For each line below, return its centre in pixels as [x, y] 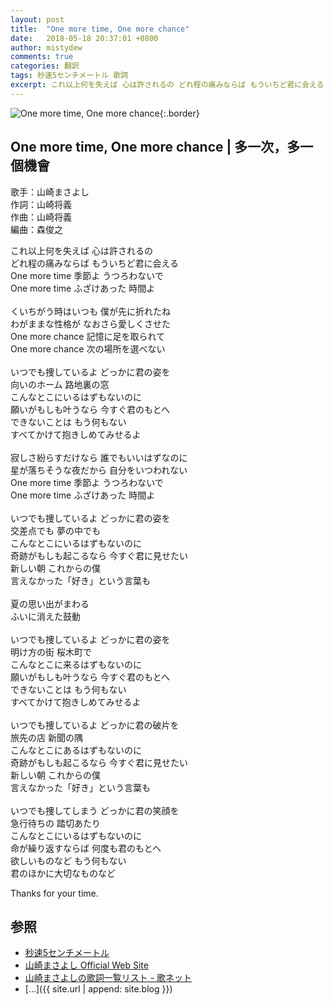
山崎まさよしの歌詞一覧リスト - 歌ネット [108, 978]
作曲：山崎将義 [41, 217]
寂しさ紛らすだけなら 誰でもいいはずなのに [99, 457]
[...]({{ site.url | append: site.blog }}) [98, 989]
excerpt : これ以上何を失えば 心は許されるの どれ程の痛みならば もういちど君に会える [167, 85]
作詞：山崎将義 [41, 204]
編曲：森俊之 [36, 229]
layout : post [37, 19]
